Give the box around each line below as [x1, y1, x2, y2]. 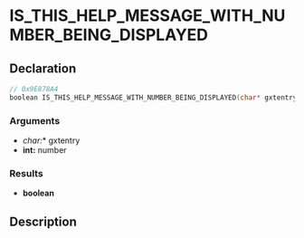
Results [9, 167, 43, 179]
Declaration [9, 61, 77, 76]
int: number [22, 145, 67, 156]
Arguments [9, 114, 61, 127]
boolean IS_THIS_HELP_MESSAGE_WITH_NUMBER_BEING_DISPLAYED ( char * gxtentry [9, 92, 298, 102]
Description [9, 214, 77, 229]
